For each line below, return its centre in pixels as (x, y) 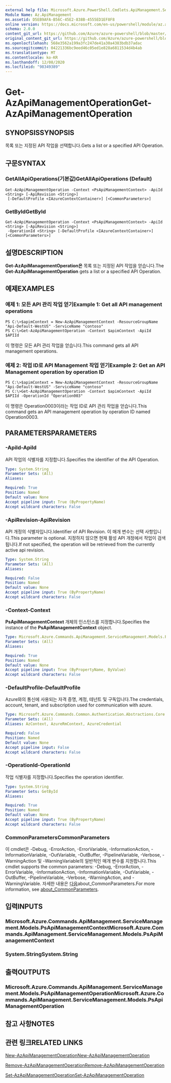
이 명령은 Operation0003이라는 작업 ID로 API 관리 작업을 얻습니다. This (76, 406)
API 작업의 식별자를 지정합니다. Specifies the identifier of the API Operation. (82, 459)
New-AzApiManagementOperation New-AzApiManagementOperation (78, 1055)
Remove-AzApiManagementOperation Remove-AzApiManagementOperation (85, 1065)
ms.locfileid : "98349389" (33, 67)
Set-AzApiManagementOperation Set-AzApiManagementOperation (75, 1075)
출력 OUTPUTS (28, 972)
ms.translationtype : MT (31, 53)
